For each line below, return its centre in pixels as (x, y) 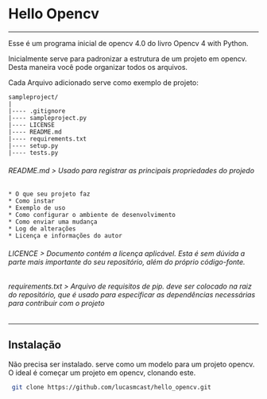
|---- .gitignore (37, 111)
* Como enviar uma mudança (53, 222)
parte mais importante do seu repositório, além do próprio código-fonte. (127, 261)
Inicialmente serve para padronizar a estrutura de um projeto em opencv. (128, 58)
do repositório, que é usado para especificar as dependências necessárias (132, 295)
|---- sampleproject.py (48, 118)
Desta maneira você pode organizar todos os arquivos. (98, 67)
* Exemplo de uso (37, 208)
